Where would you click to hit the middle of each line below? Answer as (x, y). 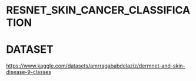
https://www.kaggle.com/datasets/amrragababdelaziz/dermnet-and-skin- (96, 66)
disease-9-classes (29, 72)
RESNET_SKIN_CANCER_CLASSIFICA (98, 10)
